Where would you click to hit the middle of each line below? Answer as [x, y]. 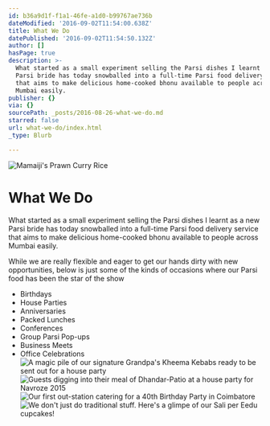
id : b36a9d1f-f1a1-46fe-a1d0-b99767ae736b [80, 16]
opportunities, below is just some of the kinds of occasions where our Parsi [133, 269]
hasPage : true [32, 53]
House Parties [43, 302]
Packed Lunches [47, 319]
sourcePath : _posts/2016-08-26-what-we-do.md [86, 113]
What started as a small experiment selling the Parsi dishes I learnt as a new [134, 220]
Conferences [41, 328]
